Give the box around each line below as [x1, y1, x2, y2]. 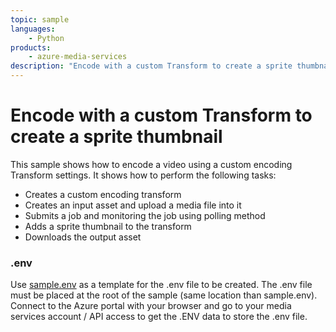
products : [10, 42, 52, 53]
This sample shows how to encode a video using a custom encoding [10, 158, 293, 170]
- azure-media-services [28, 52, 128, 62]
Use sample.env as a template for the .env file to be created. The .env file [10, 279, 313, 291]
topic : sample [10, 14, 70, 25]
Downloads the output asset [24, 231, 142, 243]
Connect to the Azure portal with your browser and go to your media [10, 300, 292, 312]
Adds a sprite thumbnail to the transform [24, 220, 192, 232]
